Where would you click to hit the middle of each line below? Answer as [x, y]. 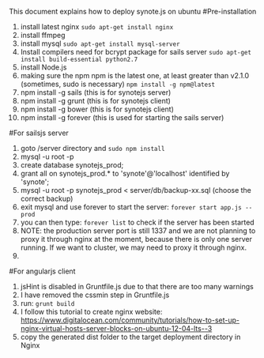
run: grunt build [47, 303]
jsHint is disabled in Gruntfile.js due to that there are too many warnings [137, 286]
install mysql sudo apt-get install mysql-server [100, 43]
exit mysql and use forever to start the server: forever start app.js [131, 207]
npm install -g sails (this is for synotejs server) [96, 92]
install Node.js [43, 67]
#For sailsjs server [39, 133]
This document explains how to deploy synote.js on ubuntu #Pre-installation [133, 11]
